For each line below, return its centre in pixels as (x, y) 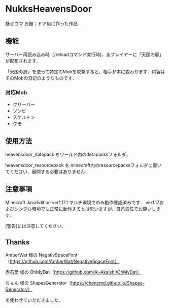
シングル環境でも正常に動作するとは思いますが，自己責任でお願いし (85, 209)
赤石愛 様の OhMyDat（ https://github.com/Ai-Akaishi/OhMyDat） (73, 272)
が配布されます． (23, 61)
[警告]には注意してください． (36, 226)
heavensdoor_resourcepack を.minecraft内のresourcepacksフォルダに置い (83, 165)
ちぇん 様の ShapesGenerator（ (38, 283)
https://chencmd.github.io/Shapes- (108, 283)
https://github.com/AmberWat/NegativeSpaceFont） (64, 261)
